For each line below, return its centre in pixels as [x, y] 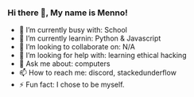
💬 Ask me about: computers [64, 64]
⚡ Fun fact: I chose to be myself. [72, 85]
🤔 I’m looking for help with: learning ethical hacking [103, 56]
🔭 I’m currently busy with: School [73, 30]
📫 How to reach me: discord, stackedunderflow [97, 73]
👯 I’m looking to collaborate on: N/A [77, 47]
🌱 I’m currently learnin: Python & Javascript [90, 38]
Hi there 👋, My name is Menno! [68, 13]
